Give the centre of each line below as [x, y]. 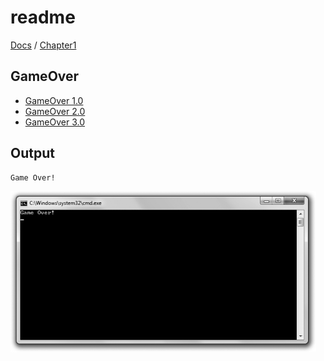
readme [43, 17]
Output [32, 153]
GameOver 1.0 [54, 100]
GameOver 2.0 [55, 111]
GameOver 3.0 [55, 122]
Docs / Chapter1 [43, 45]
